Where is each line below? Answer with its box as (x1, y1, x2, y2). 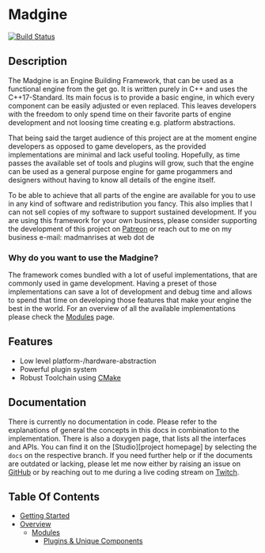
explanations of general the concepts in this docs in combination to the (8, 425, 240, 434)
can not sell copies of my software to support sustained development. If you (8, 207, 257, 217)
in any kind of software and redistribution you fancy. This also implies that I (8, 199, 253, 208)
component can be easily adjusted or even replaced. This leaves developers (8, 100, 257, 110)
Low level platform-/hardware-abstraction (19, 356, 157, 366)
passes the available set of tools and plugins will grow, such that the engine (8, 158, 255, 168)
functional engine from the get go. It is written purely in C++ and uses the (8, 84, 248, 93)
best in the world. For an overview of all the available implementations (8, 304, 236, 313)
